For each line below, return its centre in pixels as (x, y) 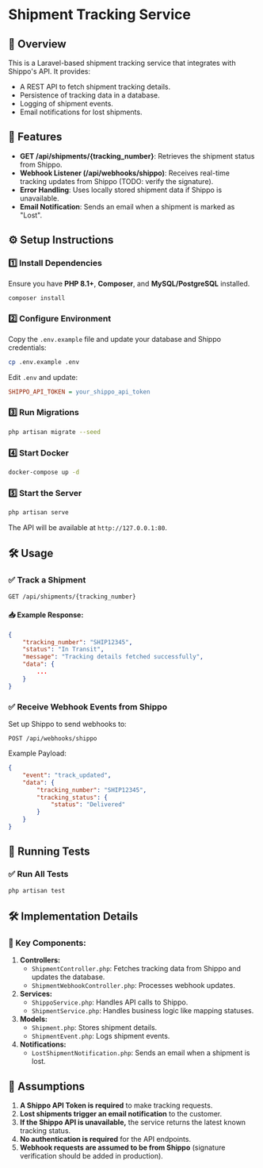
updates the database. (68, 977)
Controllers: (40, 960)
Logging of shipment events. (66, 104)
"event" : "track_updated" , (67, 775)
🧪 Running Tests (49, 852)
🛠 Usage (31, 553)
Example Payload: (38, 753)
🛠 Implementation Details (73, 916)
